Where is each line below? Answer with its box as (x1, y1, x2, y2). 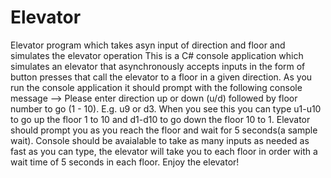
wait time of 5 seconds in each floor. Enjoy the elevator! (10, 156, 240, 168)
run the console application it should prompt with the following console (10, 81, 303, 93)
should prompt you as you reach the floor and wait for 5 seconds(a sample (10, 124, 318, 136)
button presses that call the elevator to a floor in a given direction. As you (10, 71, 313, 83)
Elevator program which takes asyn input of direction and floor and (10, 39, 286, 51)
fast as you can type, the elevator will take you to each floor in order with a (10, 145, 318, 157)
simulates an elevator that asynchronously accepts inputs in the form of (10, 60, 306, 72)
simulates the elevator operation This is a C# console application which (10, 49, 304, 61)
